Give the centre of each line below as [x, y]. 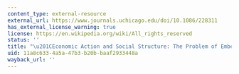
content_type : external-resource [57, 14]
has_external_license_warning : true [62, 27]
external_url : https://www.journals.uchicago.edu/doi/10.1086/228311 [113, 20]
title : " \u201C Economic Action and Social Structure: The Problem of [113, 47]
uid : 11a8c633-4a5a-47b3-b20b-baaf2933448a [73, 54]
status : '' [23, 40]
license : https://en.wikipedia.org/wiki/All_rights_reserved [100, 33]
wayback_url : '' [31, 60]
